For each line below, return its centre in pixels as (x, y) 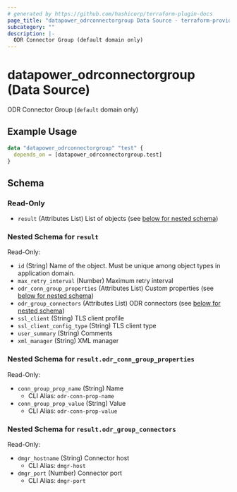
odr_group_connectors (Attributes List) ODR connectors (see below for (119, 304)
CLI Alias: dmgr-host (57, 466)
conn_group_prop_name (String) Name (71, 388)
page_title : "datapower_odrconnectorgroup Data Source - (93, 20)
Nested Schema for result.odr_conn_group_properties (101, 359)
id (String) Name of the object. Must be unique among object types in (119, 266)
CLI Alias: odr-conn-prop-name (71, 395)
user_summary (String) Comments (65, 333)
